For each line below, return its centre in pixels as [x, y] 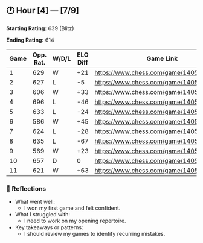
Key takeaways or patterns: [49, 227]
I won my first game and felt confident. [72, 208]
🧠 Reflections [26, 188]
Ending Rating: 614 [30, 40]
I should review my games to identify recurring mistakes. [95, 234]
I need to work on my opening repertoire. [75, 221]
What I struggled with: [43, 215]
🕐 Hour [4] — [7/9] [43, 11]
